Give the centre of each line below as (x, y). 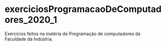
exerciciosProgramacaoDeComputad (83, 9)
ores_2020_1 (31, 20)
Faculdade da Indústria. (29, 39)
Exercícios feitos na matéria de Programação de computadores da (73, 33)
